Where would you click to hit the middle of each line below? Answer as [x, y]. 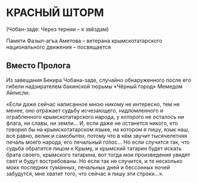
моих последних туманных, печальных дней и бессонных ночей [88, 167]
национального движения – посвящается [59, 47]
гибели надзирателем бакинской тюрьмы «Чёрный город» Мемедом [94, 86]
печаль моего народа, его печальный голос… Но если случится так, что [98, 142]
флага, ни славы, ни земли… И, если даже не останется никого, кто [92, 123]
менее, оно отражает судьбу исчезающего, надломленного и [85, 111]
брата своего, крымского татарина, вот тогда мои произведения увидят [98, 154]
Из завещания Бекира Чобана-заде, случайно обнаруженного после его [99, 80]
